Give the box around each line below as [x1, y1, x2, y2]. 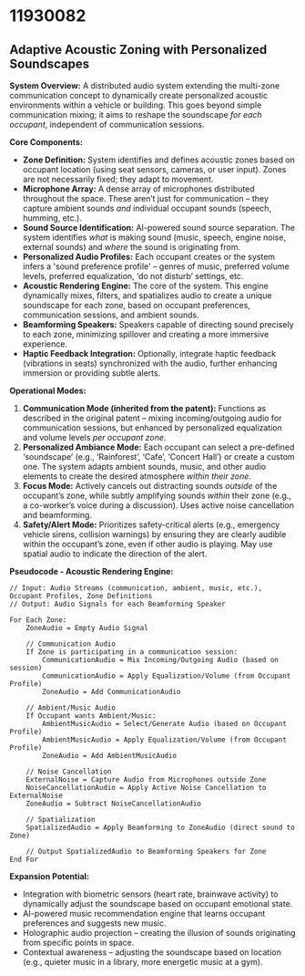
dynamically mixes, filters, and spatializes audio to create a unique [22, 290, 272, 301]
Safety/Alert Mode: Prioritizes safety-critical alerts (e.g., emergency [22, 519, 280, 530]
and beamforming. [22, 510, 93, 520]
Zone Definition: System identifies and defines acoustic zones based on [22, 154, 296, 165]
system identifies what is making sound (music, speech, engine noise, [22, 232, 287, 243]
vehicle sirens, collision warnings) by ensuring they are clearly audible [22, 529, 287, 539]
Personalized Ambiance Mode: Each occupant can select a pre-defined [22, 441, 295, 452]
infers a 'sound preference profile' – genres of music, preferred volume [22, 261, 290, 272]
